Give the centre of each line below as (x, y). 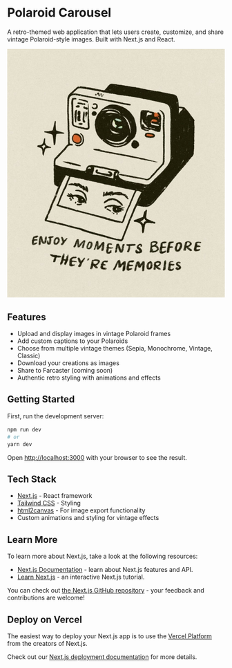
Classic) (29, 356)
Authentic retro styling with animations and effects (89, 378)
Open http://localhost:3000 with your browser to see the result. (97, 457)
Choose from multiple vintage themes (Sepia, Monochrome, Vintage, (115, 349)
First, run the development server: (56, 416)
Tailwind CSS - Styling (49, 503)
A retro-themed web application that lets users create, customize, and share (116, 32)
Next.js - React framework (55, 496)
